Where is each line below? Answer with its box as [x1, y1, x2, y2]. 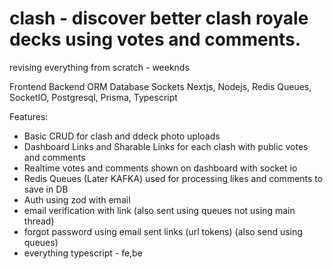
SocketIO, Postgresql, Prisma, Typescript [9, 91, 178, 103]
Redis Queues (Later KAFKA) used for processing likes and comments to [23, 172, 324, 184]
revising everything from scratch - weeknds [9, 61, 190, 73]
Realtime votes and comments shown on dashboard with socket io [23, 162, 298, 174]
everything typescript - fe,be [23, 247, 143, 259]
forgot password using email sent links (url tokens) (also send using [23, 225, 303, 237]
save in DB [23, 183, 69, 195]
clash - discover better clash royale [9, 7, 309, 30]
